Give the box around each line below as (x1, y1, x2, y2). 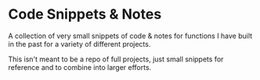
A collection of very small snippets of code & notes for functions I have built (8, 31, 253, 40)
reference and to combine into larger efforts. (8, 62, 152, 71)
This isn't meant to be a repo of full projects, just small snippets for (8, 54, 224, 64)
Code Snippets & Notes (8, 5, 162, 23)
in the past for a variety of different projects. (8, 39, 151, 48)
